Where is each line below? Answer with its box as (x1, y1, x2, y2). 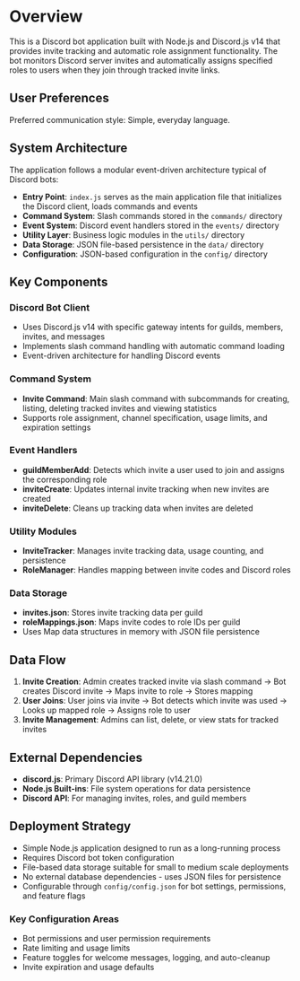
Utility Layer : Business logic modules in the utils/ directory (21, 229, 244, 240)
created (21, 493, 52, 504)
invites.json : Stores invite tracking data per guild (21, 608, 203, 618)
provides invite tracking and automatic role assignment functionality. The (9, 45, 279, 56)
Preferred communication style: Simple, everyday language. (9, 114, 230, 125)
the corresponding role (21, 474, 107, 485)
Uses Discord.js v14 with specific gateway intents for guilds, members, (21, 321, 284, 333)
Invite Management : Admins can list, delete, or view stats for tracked (21, 714, 279, 725)
